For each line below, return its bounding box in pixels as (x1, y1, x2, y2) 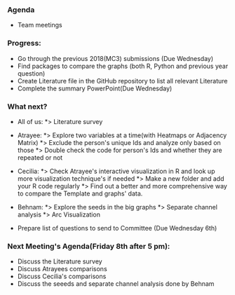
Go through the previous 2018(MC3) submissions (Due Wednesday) (17, 54, 214, 62)
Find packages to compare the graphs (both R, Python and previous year (17, 62, 229, 70)
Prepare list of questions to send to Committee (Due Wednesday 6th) (17, 224, 217, 232)
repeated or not (17, 153, 63, 162)
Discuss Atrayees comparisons (17, 265, 107, 273)
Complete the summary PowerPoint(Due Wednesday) (17, 84, 173, 92)
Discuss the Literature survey (17, 257, 103, 266)
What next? (7, 102, 48, 111)
